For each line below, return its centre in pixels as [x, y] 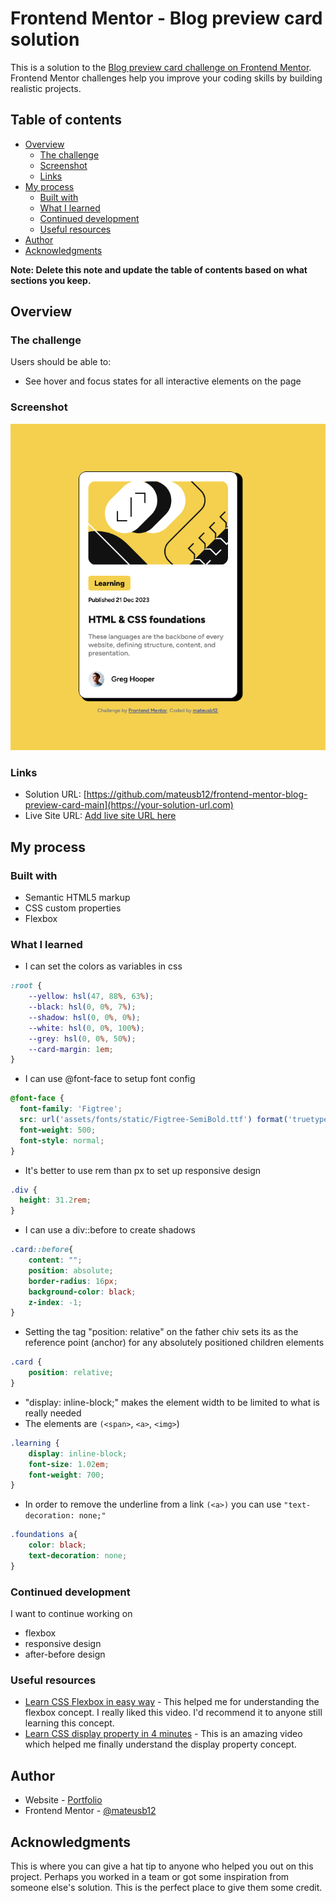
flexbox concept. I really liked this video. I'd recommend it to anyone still [173, 1713]
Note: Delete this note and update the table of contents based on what [159, 269]
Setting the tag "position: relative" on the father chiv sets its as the [161, 1332]
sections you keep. [51, 280]
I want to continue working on [71, 1614]
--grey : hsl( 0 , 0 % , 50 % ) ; [82, 1038]
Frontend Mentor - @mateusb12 [90, 1811]
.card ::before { [42, 1250]
